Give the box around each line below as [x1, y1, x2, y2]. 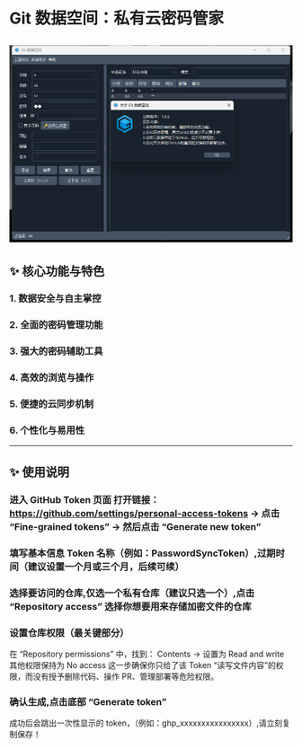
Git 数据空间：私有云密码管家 [9, 8, 225, 29]
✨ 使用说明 [9, 464, 70, 480]
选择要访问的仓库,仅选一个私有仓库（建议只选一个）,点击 [9, 586, 255, 599]
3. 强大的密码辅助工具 [9, 345, 103, 357]
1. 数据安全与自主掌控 [9, 293, 102, 305]
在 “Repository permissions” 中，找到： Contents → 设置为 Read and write [9, 648, 285, 659]
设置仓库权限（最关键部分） [9, 626, 129, 638]
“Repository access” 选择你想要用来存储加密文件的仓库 [9, 600, 252, 612]
